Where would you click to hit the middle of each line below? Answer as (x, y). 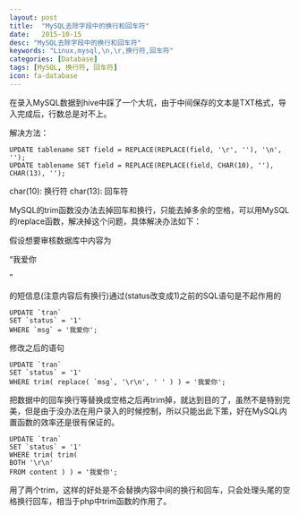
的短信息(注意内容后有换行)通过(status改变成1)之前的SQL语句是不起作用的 (145, 296)
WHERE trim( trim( (43, 455)
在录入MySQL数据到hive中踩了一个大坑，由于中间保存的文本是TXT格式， (144, 102)
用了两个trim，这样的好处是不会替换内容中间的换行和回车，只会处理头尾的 (146, 490)
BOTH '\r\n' (31, 462)
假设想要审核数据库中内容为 (60, 240)
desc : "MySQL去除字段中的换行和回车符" (75, 43)
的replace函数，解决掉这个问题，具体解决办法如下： (106, 221)
